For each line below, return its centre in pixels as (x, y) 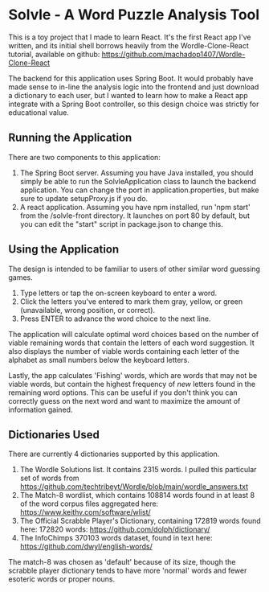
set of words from (49, 478)
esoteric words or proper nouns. (62, 579)
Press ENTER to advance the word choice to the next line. (115, 319)
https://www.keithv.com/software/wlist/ (85, 512)
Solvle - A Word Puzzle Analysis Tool (134, 15)
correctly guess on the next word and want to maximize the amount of (124, 401)
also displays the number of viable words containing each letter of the (124, 351)
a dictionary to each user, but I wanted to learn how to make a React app (128, 95)
